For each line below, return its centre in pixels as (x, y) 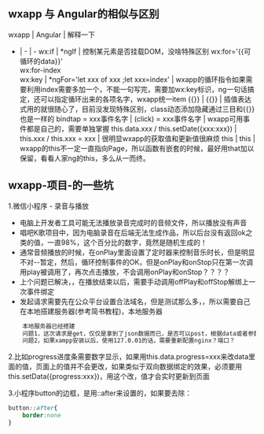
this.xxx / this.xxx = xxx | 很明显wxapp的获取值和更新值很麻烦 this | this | (137, 138)
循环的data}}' (41, 61)
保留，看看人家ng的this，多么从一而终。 (85, 158)
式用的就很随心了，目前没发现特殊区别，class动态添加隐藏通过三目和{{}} (137, 109)
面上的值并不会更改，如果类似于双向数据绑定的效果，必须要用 (142, 367)
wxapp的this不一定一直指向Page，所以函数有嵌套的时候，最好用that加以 (137, 148)
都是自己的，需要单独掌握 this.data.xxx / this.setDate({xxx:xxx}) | (132, 128)
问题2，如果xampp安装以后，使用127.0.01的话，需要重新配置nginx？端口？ (129, 341)
